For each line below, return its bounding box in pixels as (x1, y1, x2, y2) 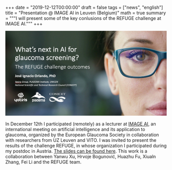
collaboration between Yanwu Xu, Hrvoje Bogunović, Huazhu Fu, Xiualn (5, 154, 156, 160)
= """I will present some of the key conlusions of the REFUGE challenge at (5, 15, 161, 21)
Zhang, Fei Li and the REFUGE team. (5, 159, 82, 165)
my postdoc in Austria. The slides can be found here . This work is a (5, 148, 147, 154)
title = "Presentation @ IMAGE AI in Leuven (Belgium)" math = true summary (5, 10, 166, 16)
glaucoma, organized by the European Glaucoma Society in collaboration (5, 132, 159, 138)
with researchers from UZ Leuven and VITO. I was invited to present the (5, 137, 157, 143)
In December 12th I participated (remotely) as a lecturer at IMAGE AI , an (5, 121, 156, 127)
